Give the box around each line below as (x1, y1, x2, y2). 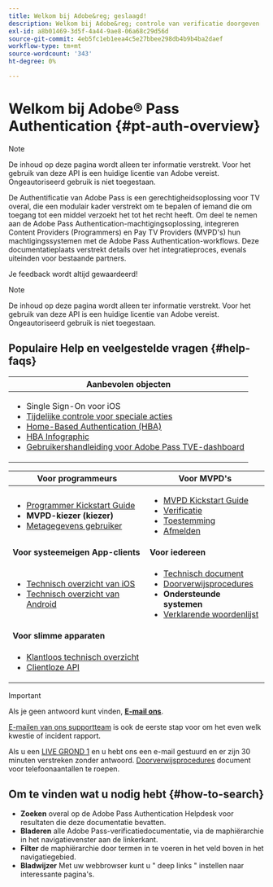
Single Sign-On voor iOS (26, 400, 121, 411)
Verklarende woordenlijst (163, 608, 259, 620)
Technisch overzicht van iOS (26, 577, 136, 589)
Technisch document (163, 568, 244, 579)
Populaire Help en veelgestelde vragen (8, 341, 209, 355)
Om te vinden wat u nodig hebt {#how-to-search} (8, 788, 264, 801)
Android (26, 598, 57, 609)
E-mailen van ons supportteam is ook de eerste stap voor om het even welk (8, 722, 262, 731)
